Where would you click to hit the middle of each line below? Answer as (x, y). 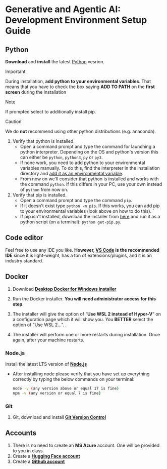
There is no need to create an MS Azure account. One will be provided (86, 445)
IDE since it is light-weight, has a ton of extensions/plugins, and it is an (79, 255)
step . (18, 304)
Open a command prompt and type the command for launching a (88, 146)
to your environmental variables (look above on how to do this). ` (87, 211)
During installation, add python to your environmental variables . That (78, 81)
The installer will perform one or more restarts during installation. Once (86, 334)
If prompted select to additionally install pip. (51, 112)
